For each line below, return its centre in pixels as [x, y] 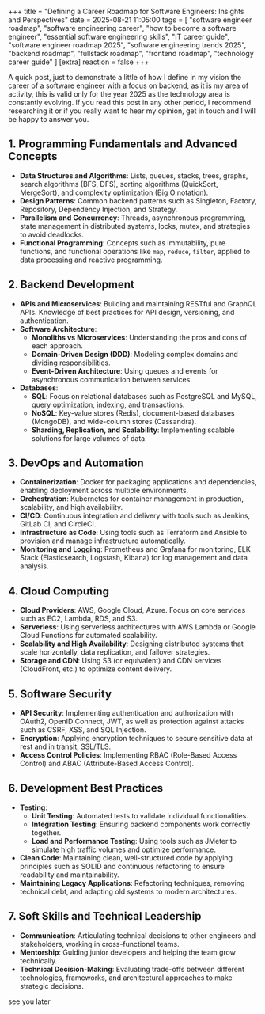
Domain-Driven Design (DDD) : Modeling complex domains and [135, 354]
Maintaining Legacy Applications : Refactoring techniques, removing [132, 883]
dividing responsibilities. [71, 363]
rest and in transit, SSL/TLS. [65, 746]
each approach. [57, 346]
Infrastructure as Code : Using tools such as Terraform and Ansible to [133, 533]
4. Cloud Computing [59, 591]
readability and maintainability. [70, 875]
